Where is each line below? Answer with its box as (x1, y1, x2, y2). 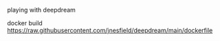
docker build (7, 19, 43, 27)
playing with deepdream (7, 6, 76, 14)
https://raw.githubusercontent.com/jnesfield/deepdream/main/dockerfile (7, 27, 213, 34)
